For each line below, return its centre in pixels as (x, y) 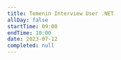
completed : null (31, 46)
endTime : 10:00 (29, 33)
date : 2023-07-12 (33, 39)
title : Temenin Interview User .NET (60, 13)
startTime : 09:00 (33, 26)
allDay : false (28, 20)
